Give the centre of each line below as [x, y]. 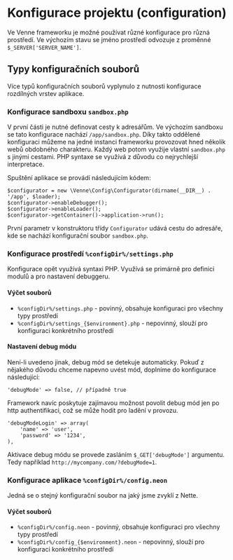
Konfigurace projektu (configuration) [117, 13]
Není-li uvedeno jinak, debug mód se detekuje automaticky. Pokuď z [106, 362]
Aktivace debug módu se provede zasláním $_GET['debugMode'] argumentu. [116, 454]
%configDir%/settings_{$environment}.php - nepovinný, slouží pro [112, 323]
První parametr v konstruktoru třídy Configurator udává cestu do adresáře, [115, 228]
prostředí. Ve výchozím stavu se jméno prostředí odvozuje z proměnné [109, 39]
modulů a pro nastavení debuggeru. [59, 276]
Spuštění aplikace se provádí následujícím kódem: [79, 178]
